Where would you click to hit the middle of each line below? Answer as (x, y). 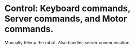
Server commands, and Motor (66, 19)
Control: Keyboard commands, (67, 8)
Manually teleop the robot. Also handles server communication (67, 42)
